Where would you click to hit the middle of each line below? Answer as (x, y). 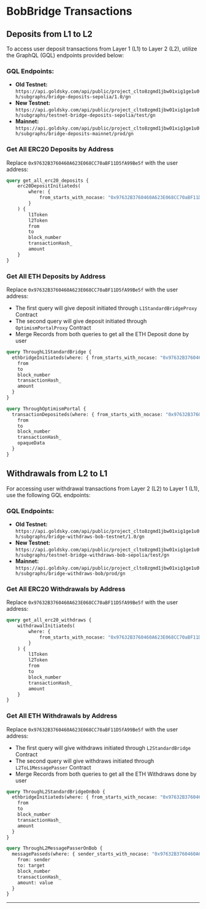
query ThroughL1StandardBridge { (49, 352)
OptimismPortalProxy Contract (53, 328)
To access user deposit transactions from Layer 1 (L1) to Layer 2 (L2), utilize (102, 49)
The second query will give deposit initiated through (81, 321)
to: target (31, 866)
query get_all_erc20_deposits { (48, 180)
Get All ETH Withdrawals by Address (62, 716)
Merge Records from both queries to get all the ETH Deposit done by (102, 334)
